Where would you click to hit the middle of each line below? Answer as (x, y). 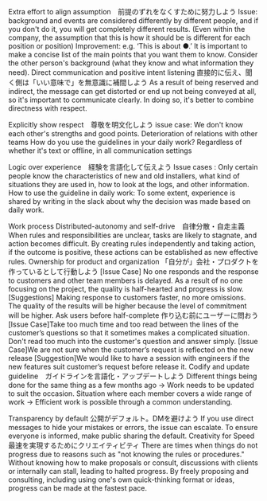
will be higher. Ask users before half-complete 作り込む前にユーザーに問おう (133, 315)
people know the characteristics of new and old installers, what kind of (124, 176)
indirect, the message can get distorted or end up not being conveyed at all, (132, 91)
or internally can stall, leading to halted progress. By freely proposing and (128, 471)
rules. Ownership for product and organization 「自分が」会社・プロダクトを (133, 262)
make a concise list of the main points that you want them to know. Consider (133, 55)
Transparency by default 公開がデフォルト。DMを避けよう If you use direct (131, 418)
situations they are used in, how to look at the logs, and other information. (129, 184)
